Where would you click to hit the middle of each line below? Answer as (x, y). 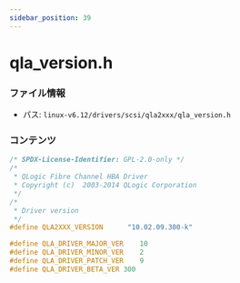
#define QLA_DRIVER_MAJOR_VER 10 (79, 244)
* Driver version (46, 210)
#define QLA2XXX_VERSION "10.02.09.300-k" (101, 227)
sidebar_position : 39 (50, 18)
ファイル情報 (38, 93)
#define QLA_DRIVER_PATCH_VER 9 (77, 261)
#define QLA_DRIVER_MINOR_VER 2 (77, 253)
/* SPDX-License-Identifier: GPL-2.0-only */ (97, 160)
